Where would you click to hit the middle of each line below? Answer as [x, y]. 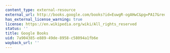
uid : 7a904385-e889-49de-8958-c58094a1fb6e [52, 38]
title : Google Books [27, 33]
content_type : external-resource [40, 10]
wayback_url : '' [22, 43]
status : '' [17, 29]
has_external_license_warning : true [44, 19]
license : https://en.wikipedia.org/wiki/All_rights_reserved [71, 24]
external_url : [20, 15]
